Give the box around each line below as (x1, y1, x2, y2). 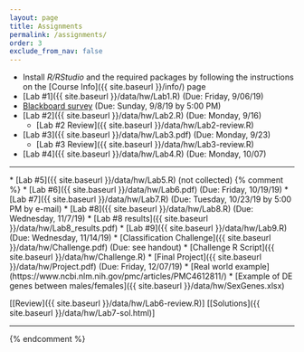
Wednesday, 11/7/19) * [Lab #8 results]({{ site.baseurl (9, 214, 208, 224)
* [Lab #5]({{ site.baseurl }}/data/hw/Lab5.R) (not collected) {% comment (9, 175, 283, 186)
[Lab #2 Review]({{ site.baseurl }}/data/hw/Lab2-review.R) (35, 119, 255, 131)
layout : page (9, 13, 59, 23)
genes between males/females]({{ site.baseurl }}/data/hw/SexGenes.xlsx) (9, 281, 285, 291)
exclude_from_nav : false (9, 47, 103, 56)
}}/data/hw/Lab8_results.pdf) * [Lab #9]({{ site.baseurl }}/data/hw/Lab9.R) (9, 223, 288, 233)
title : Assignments (9, 22, 83, 31)
